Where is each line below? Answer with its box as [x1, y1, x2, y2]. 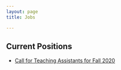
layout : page [6, 8, 38, 15]
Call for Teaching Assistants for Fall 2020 [14, 57, 115, 64]
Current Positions [6, 41, 73, 51]
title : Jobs [6, 14, 35, 20]
